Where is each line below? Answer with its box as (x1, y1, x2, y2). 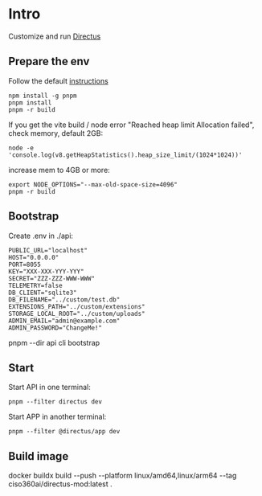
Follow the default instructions (8, 76, 108, 85)
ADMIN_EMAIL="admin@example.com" (8, 317, 121, 325)
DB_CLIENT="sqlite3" (8, 289, 78, 297)
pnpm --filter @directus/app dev (8, 428, 121, 436)
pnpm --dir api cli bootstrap (8, 338, 100, 347)
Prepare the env (8, 55, 90, 68)
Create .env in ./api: (8, 231, 74, 240)
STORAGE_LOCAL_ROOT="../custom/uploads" (8, 309, 146, 318)
